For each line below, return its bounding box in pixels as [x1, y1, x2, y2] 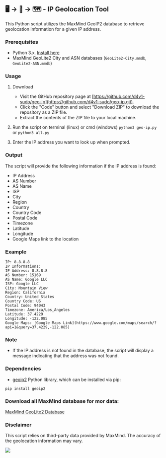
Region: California [5, 290, 46, 295]
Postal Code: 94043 [5, 303, 46, 308]
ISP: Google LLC [5, 281, 39, 286]
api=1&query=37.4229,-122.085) [5, 325, 70, 330]
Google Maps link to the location [12, 236, 79, 242]
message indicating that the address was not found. [12, 353, 119, 359]
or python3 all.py [12, 130, 50, 136]
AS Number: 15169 [5, 273, 41, 278]
